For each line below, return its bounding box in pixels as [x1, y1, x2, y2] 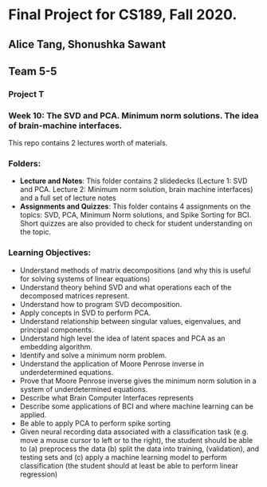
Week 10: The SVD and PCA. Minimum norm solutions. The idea [8, 110, 259, 121]
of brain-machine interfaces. [8, 120, 123, 131]
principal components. [19, 325, 94, 334]
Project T [8, 88, 45, 99]
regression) [19, 469, 58, 479]
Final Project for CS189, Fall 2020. [8, 6, 238, 24]
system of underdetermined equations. [19, 384, 148, 393]
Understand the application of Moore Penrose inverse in [19, 358, 205, 369]
